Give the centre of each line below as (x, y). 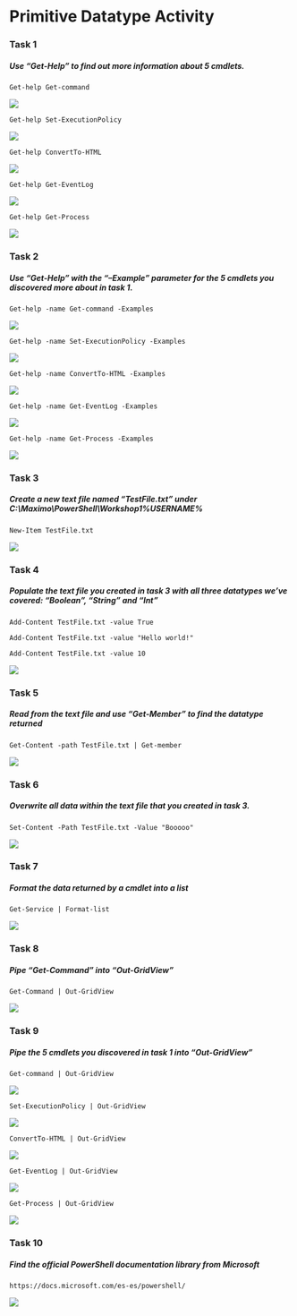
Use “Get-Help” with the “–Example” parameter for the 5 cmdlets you (142, 278)
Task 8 (24, 949)
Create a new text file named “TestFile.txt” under (103, 500)
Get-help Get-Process (50, 218)
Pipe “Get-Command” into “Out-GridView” (92, 970)
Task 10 (26, 1243)
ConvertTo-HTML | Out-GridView (68, 1139)
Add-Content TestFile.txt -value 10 (77, 654)
